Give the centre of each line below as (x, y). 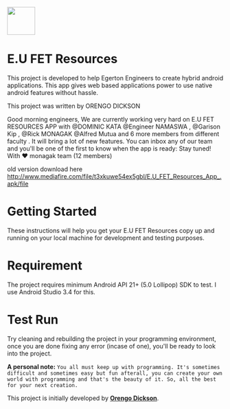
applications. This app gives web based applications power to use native (110, 85)
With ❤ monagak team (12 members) (60, 155)
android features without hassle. (53, 92)
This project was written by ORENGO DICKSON (74, 106)
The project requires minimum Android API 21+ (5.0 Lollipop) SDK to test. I (112, 285)
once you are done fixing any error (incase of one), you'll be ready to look (112, 346)
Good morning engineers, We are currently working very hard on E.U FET (111, 119)
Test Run (33, 320)
